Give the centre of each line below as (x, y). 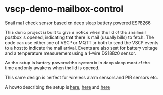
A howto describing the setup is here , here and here (58, 87)
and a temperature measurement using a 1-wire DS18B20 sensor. (70, 53)
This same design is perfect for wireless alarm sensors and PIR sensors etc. (81, 77)
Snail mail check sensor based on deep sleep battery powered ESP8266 (78, 23)
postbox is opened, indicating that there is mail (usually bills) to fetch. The (80, 37)
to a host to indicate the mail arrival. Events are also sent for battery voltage (81, 48)
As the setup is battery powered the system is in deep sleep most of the (78, 63)
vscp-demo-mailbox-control (64, 9)
